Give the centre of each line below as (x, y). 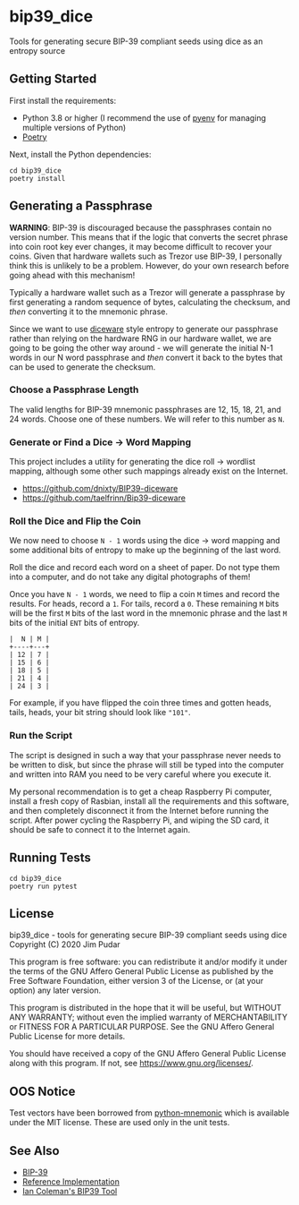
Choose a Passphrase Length (74, 389)
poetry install (37, 178)
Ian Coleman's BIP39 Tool (70, 1191)
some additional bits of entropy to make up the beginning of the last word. (145, 550)
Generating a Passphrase (81, 206)
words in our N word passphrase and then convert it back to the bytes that (146, 357)
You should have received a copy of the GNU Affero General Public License (148, 1054)
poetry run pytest (43, 886)
